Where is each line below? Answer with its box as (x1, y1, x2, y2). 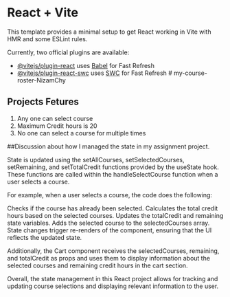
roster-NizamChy (16, 76, 67, 84)
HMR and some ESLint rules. (7, 34, 88, 43)
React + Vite (7, 5, 79, 21)
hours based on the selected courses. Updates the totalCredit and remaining (7, 211, 224, 219)
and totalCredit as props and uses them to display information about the (7, 254, 211, 262)
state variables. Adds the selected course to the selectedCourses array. (7, 219, 210, 227)
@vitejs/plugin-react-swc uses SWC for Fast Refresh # (16, 69, 173, 77)
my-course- (174, 69, 208, 77)
